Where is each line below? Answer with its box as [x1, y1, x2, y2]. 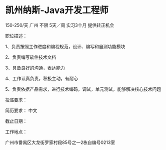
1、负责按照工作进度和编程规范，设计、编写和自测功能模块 [5, 43, 125, 49]
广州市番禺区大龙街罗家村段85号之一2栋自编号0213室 [5, 139, 115, 145]
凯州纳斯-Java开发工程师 [5, 5, 109, 16]
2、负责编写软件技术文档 [5, 54, 56, 60]
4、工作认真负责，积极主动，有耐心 [5, 75, 78, 81]
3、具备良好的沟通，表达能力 [5, 65, 65, 71]
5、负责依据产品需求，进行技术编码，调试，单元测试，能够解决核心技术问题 [5, 86, 161, 92]
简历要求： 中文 [5, 107, 37, 113]
